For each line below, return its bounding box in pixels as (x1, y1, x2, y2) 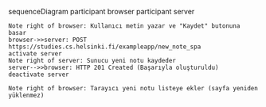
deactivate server (8, 71, 69, 78)
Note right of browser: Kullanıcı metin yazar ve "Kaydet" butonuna (8, 22, 241, 30)
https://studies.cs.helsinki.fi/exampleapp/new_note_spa (8, 43, 201, 51)
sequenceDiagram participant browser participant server (8, 7, 195, 16)
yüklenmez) (8, 91, 45, 99)
